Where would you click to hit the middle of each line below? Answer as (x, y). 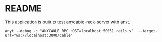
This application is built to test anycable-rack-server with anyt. (68, 22)
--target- (148, 31)
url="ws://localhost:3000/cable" (39, 35)
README (23, 9)
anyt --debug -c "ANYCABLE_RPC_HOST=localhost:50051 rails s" (69, 31)
